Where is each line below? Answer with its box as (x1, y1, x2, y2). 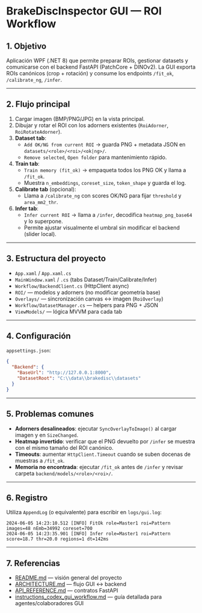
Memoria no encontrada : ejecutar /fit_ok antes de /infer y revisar (14, 463, 183, 470)
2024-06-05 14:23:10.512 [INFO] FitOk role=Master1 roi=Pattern (6, 520, 171, 526)
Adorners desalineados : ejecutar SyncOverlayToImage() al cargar (14, 425, 177, 432)
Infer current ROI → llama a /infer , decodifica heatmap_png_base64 (23, 211, 192, 218)
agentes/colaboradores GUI (14, 600, 84, 607)
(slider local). (23, 230, 57, 237)
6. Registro (6, 493, 48, 503)
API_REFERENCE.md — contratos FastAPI (14, 587, 118, 594)
